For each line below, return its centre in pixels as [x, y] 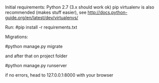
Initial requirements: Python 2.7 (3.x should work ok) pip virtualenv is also [80, 7]
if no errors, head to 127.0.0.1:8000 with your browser [59, 75]
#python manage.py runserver [36, 65]
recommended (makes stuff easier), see [46, 12]
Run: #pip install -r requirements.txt [41, 27]
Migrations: [17, 37]
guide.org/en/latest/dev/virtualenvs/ [42, 18]
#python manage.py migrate [34, 46]
